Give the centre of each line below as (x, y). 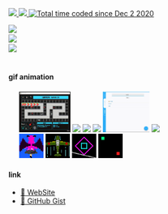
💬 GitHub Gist (43, 201)
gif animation (31, 76)
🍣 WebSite (37, 193)
